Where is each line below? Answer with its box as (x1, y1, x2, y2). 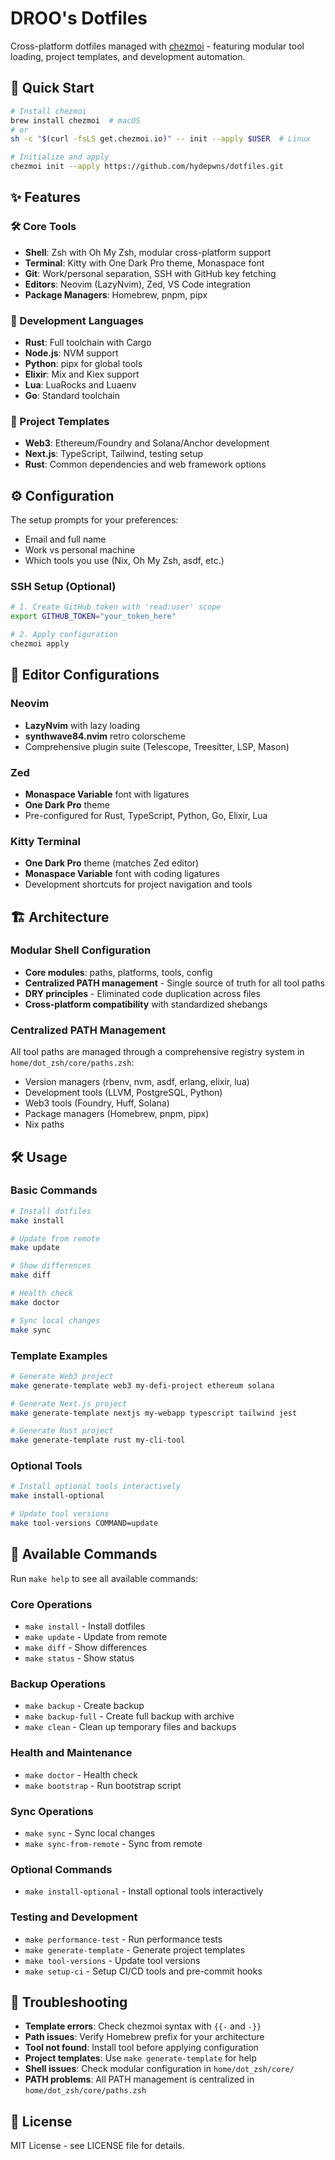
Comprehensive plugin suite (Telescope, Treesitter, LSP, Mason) (24, 740, 290, 752)
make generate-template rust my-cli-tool (10, 1435, 186, 1446)
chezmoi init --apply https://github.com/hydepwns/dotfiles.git (10, 162, 284, 172)
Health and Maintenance (10, 1746, 133, 1760)
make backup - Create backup (24, 1700, 145, 1712)
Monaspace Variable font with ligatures (24, 788, 190, 800)
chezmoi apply (10, 639, 70, 649)
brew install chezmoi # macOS (10, 115, 141, 126)
